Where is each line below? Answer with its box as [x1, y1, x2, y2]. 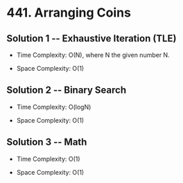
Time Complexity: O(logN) [16, 103, 91, 111]
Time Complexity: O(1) [16, 155, 80, 163]
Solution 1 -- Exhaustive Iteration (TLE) [6, 33, 177, 44]
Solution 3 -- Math [6, 137, 87, 148]
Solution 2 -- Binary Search [6, 85, 126, 96]
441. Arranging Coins [6, 5, 131, 21]
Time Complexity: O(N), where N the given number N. [16, 51, 171, 59]
